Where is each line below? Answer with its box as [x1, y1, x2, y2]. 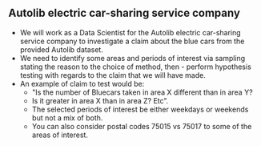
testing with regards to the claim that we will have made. [19, 70, 206, 79]
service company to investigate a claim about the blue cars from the [19, 36, 245, 46]
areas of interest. [31, 130, 88, 140]
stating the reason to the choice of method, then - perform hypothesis [19, 62, 252, 71]
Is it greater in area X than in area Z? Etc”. [31, 95, 169, 105]
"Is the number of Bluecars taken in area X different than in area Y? [31, 87, 254, 97]
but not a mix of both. [31, 112, 103, 123]
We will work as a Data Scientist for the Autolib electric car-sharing [19, 27, 242, 37]
